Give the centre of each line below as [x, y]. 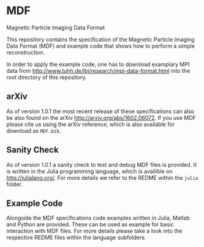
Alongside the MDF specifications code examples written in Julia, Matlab [98, 218]
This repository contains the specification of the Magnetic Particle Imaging [100, 39]
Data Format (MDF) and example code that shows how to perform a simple [100, 46]
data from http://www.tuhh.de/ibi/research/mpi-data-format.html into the [98, 70]
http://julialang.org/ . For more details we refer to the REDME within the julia [102, 177]
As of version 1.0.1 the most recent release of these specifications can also [100, 111]
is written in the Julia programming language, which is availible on [89, 171]
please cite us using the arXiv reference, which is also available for [91, 124]
